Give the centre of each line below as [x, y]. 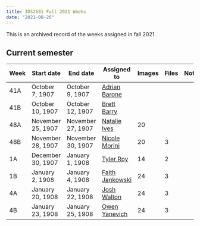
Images [148, 73]
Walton [112, 197]
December [46, 155]
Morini [111, 146]
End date [81, 73]
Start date [46, 73]
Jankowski [117, 180]
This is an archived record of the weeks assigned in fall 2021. [81, 34]
